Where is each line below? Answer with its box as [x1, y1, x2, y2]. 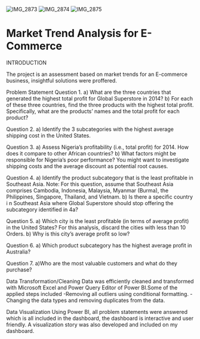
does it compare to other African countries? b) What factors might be [6, 149, 176, 157]
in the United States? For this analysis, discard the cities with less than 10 [6, 224, 186, 231]
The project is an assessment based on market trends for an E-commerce [6, 71, 188, 78]
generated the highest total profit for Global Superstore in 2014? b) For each [6, 94, 193, 102]
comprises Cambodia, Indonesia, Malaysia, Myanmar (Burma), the [6, 187, 169, 194]
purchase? [6, 266, 32, 273]
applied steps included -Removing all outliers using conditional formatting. [6, 290, 189, 297]
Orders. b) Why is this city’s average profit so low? [6, 230, 130, 237]
